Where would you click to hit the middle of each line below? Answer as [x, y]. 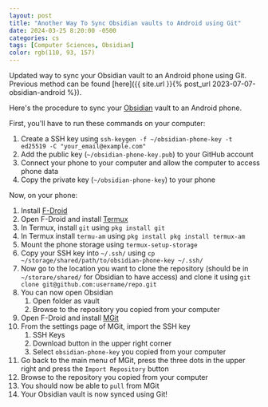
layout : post [31, 16]
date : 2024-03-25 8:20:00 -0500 [63, 30]
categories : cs [34, 38]
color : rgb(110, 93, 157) [52, 53]
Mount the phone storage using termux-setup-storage [109, 245]
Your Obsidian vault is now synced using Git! [94, 394]
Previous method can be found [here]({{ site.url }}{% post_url [110, 84]
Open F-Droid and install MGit [69, 318]
